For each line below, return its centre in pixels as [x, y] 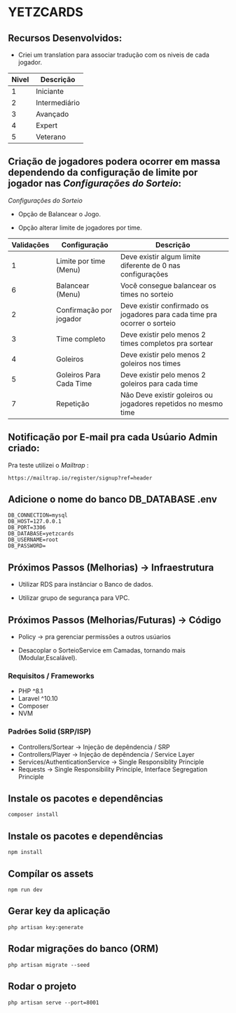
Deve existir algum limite [160, 256]
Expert [47, 125]
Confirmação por [84, 310]
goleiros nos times [151, 363]
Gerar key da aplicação [59, 911]
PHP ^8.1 [30, 691]
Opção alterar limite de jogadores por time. [80, 228]
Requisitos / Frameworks [51, 676]
